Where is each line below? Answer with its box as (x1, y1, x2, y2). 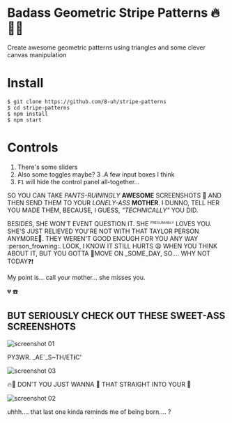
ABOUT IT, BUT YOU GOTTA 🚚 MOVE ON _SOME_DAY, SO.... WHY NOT (7, 249, 211, 258)
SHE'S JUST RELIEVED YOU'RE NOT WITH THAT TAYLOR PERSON (7, 227, 199, 235)
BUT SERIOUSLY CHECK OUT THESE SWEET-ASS (7, 310, 226, 322)
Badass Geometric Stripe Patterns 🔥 (7, 5, 220, 21)
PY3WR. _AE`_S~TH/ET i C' (7, 352, 82, 361)
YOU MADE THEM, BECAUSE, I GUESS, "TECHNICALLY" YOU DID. (7, 206, 199, 214)
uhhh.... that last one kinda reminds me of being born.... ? (7, 407, 171, 416)
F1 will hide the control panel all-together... (17, 177, 140, 186)
